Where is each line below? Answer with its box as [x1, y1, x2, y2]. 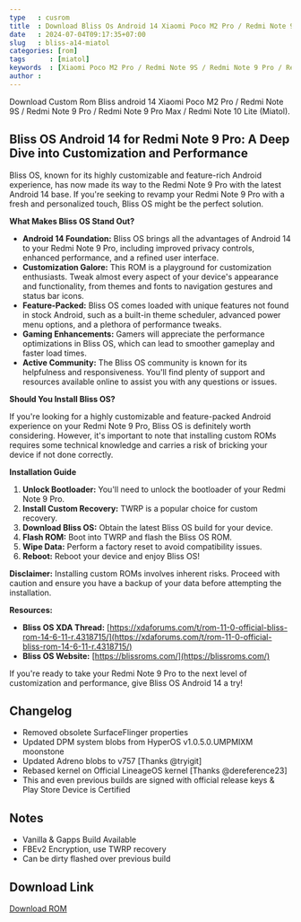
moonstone [21, 746, 64, 757]
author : [9, 72, 42, 81]
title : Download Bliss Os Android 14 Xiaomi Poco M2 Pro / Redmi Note [9, 22, 287, 31]
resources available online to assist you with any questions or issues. [21, 376, 278, 387]
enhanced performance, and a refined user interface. [21, 252, 219, 263]
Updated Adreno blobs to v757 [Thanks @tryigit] [21, 756, 202, 767]
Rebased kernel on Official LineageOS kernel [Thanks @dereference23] [21, 765, 288, 777]
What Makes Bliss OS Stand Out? [9, 215, 135, 226]
